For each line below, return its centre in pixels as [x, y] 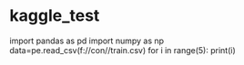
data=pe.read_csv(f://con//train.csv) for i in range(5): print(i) [123, 50]
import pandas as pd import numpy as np [87, 41]
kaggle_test [55, 16]
